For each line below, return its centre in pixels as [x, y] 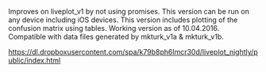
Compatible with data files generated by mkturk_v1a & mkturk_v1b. [116, 36]
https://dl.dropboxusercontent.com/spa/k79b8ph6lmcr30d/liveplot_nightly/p [133, 52]
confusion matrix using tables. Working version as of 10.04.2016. [114, 28]
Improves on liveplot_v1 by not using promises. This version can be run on [129, 11]
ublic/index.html [35, 60]
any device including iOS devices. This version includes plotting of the [123, 20]
